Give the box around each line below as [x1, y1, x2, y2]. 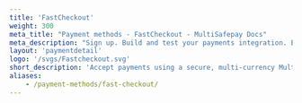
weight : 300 [9, 21, 54, 30]
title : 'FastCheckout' [9, 13, 94, 22]
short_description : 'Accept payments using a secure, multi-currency [9, 64, 276, 73]
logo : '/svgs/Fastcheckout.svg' [9, 55, 130, 64]
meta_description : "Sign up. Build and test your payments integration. [9, 38, 288, 47]
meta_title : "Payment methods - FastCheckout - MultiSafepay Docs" [9, 30, 268, 39]
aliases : [9, 72, 42, 81]
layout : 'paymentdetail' [9, 47, 102, 56]
